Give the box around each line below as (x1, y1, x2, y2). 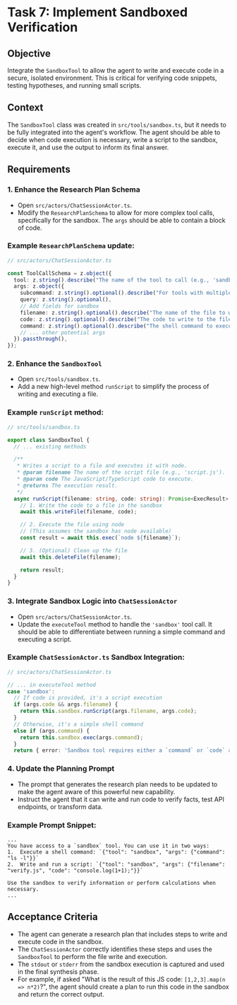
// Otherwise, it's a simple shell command (13, 721, 143, 728)
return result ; (20, 567, 65, 574)
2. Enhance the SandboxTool (7, 359, 102, 368)
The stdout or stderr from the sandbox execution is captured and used (17, 960, 224, 968)
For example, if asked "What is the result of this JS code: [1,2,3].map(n (17, 975, 226, 983)
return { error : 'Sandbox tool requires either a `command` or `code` (13, 747, 226, 754)
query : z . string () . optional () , (20, 296, 112, 303)
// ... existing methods (13, 443, 87, 450)
